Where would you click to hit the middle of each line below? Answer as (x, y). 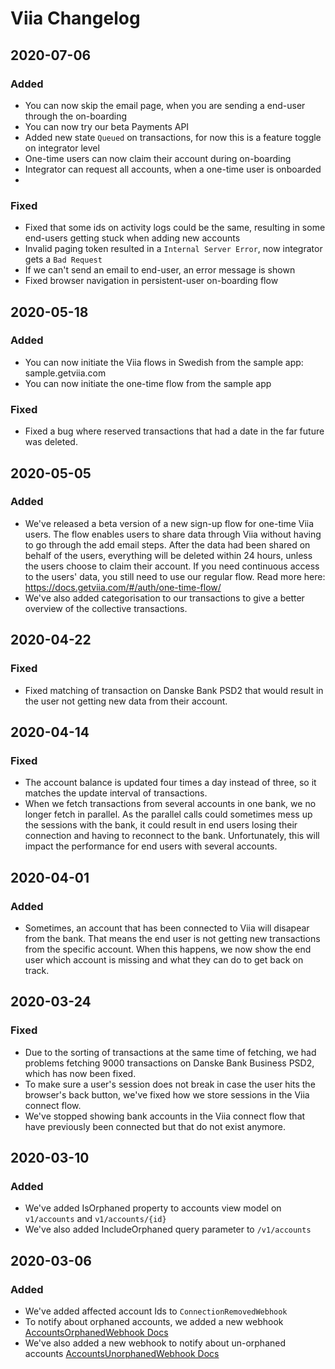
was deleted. (51, 442)
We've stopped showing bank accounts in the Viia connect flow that (165, 1116)
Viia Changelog (75, 18)
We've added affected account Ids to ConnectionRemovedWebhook (156, 1311)
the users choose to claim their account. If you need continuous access (172, 566)
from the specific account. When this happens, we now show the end (168, 949)
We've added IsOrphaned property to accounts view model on (153, 1208)
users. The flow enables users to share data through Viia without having (173, 534)
